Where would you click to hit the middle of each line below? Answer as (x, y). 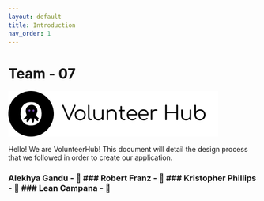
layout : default (35, 17)
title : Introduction (42, 25)
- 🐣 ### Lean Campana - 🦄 (59, 188)
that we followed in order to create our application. (91, 157)
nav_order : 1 (30, 33)
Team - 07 (42, 73)
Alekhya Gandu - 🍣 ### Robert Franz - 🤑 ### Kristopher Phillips (132, 178)
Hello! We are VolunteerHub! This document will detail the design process (128, 150)
